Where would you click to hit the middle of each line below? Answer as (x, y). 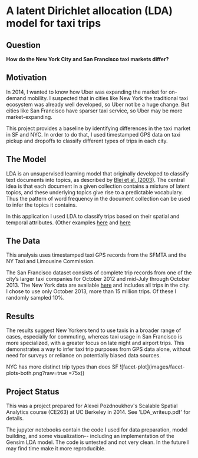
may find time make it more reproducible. (56, 449)
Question (23, 45)
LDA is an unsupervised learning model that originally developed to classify (98, 173)
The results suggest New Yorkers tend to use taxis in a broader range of (94, 330)
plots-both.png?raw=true (37, 373)
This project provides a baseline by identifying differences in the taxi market (98, 128)
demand (16, 98)
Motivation (27, 78)
